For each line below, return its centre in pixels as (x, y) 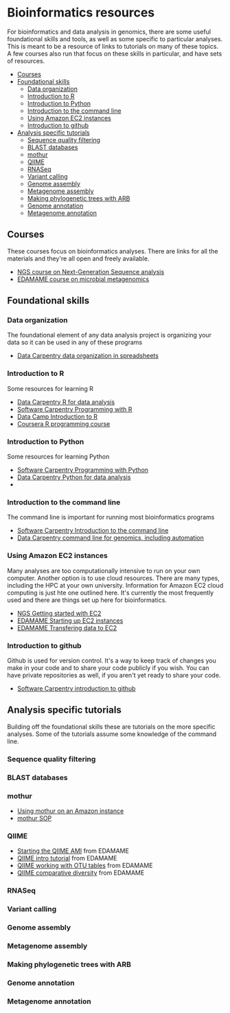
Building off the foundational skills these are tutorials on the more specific (111, 726)
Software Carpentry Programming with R (74, 409)
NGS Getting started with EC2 (59, 613)
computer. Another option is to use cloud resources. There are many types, (113, 578)
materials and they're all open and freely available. (78, 258)
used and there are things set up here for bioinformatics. (87, 600)
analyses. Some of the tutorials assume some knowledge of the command (112, 734)
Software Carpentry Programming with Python (83, 470)
